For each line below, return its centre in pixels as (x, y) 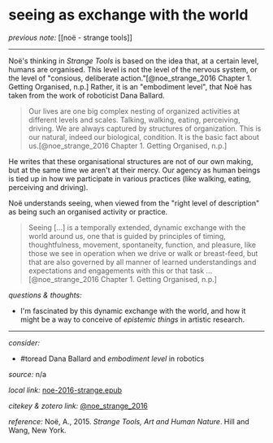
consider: (24, 342)
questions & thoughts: (45, 295)
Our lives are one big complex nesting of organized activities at (134, 111)
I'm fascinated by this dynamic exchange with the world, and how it (133, 311)
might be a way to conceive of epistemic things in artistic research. (132, 319)
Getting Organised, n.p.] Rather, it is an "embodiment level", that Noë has (130, 86)
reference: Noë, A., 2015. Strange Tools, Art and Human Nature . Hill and (129, 421)
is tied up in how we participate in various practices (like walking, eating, (130, 178)
